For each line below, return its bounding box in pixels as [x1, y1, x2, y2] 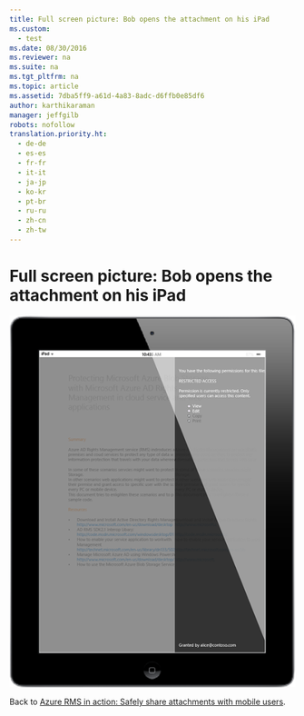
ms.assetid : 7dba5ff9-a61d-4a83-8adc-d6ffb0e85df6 [9, 91, 205, 100]
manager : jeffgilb [9, 110, 79, 120]
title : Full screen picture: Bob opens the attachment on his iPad [9, 15, 270, 24]
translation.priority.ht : [9, 130, 107, 139]
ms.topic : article [9, 82, 79, 91]
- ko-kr [17, 187, 47, 196]
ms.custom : [9, 24, 51, 34]
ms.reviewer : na [9, 53, 71, 63]
